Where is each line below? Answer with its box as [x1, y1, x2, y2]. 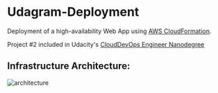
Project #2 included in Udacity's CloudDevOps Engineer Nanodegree [7, 40, 205, 48]
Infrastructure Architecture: [7, 60, 131, 72]
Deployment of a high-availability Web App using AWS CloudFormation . [7, 27, 212, 35]
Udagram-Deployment [7, 4, 140, 20]
